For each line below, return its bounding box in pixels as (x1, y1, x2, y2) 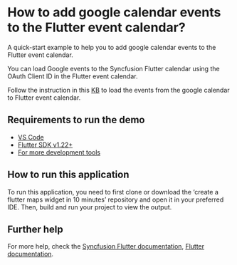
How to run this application (7, 169, 130, 181)
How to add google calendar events (7, 4, 221, 21)
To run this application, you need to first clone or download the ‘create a (7, 187, 218, 196)
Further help (7, 223, 64, 235)
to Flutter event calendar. (7, 93, 81, 102)
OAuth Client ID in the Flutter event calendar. (7, 72, 138, 80)
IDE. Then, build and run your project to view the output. (7, 202, 172, 211)
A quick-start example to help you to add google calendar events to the (7, 43, 216, 51)
